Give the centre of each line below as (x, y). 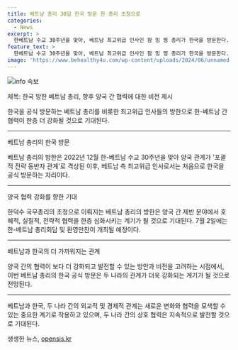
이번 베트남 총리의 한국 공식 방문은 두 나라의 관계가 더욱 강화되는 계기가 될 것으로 (119, 275)
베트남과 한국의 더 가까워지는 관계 (54, 251)
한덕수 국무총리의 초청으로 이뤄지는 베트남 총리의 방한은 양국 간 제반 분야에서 (113, 212)
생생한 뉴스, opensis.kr (40, 339)
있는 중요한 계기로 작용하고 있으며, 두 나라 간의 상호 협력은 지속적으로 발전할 (112, 315)
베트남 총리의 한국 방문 (39, 142)
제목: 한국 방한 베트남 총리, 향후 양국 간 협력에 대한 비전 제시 (90, 96)
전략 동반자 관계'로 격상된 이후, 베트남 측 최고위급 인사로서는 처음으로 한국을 (119, 166)
